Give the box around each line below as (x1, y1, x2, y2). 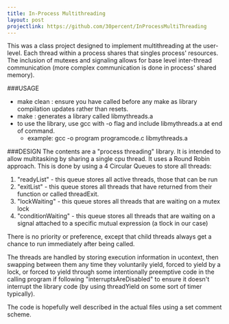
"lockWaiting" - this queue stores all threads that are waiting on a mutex (16, 197, 221, 206)
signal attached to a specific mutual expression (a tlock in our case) (16, 219, 208, 228)
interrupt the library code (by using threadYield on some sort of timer (7, 283, 202, 291)
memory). (7, 71, 35, 79)
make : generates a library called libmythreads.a (16, 112, 154, 120)
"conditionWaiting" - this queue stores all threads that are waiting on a (16, 212, 216, 220)
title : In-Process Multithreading (7, 10, 106, 17)
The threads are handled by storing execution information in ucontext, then (7, 253, 219, 261)
